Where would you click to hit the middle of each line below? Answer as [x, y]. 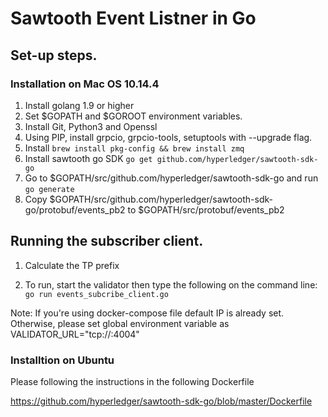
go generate [49, 189]
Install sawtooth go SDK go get [88, 158]
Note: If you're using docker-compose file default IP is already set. [147, 313]
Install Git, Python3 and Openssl [91, 126]
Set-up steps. [54, 55]
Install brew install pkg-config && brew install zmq [134, 148]
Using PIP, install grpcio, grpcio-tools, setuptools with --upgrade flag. [168, 137]
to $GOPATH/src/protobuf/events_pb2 [206, 209]
